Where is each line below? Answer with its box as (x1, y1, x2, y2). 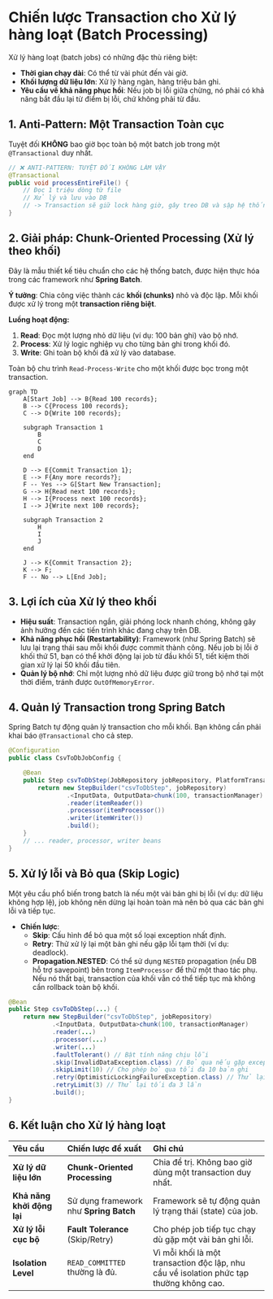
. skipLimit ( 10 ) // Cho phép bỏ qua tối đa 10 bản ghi (51, 1066, 249, 1074)
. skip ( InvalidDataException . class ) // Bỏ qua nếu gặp (51, 1058, 245, 1066)
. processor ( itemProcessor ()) (66, 806, 165, 815)
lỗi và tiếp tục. (8, 905, 56, 915)
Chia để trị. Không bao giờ (153, 1156, 253, 1167)
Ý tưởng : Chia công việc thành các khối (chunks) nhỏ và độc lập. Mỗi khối (8, 290, 258, 300)
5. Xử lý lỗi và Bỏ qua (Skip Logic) (8, 867, 180, 881)
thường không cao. (153, 1277, 225, 1288)
